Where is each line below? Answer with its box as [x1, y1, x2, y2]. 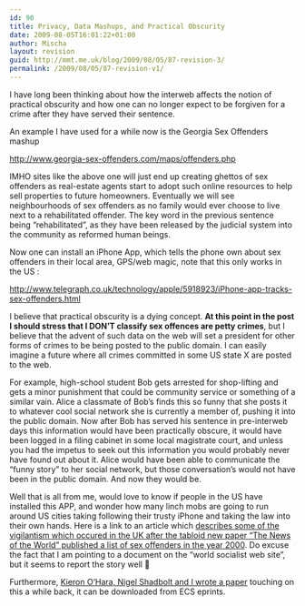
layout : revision [9, 47, 75, 56]
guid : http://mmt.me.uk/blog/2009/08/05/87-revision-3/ [9, 56, 225, 65]
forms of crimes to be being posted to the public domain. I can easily [9, 339, 267, 350]
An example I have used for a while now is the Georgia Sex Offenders [9, 126, 269, 136]
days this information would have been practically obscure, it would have [9, 425, 283, 436]
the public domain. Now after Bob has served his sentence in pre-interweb [9, 415, 289, 426]
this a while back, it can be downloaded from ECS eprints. [9, 586, 226, 597]
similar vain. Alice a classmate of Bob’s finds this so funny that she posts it [9, 396, 288, 407]
